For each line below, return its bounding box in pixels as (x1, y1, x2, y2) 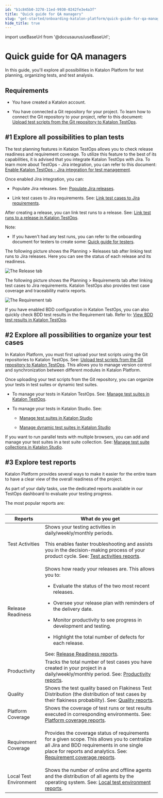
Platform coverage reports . (45, 717, 106, 724)
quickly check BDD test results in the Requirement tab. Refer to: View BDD (5, 312, 154, 318)
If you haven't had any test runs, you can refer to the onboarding (12, 233, 142, 239)
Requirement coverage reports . (45, 754, 116, 761)
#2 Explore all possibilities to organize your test (5, 331, 151, 339)
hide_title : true (5, 20, 40, 26)
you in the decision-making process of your (45, 547, 146, 553)
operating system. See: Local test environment (45, 779, 151, 786)
